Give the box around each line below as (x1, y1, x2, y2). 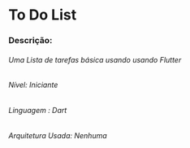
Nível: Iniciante (8, 80, 58, 90)
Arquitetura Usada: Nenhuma (8, 130, 107, 140)
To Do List (8, 6, 77, 24)
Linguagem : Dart (8, 105, 67, 115)
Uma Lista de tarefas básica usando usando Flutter (8, 54, 182, 64)
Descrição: (8, 35, 53, 46)
